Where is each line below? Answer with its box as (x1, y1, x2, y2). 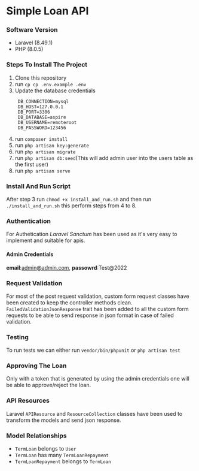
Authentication (6, 217, 51, 225)
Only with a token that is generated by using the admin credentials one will (6, 375, 190, 382)
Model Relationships (6, 431, 67, 440)
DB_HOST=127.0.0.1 (17, 104, 64, 110)
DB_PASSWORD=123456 (17, 125, 66, 131)
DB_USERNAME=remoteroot (17, 119, 77, 125)
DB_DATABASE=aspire (17, 114, 66, 120)
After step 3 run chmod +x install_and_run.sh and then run (6, 196, 151, 203)
